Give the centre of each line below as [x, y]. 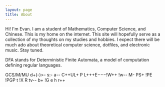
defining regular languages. [33, 65]
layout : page [19, 10]
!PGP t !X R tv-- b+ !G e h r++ [35, 80]
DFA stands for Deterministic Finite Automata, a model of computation [77, 59]
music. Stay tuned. [24, 50]
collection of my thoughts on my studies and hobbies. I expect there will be [82, 39]
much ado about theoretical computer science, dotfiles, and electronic [77, 44]
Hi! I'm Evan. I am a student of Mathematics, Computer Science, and [75, 28]
